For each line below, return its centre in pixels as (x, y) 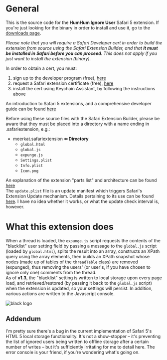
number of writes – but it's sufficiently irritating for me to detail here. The (80, 347)
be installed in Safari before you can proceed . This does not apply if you (82, 53)
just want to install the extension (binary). (48, 58)
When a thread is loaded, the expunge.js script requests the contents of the (83, 240)
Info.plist (32, 166)
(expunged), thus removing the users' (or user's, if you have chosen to (78, 267)
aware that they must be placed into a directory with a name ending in (78, 124)
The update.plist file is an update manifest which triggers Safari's (74, 190)
